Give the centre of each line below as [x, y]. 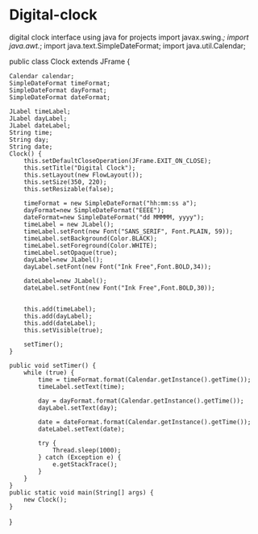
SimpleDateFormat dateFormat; [60, 97]
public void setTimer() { [52, 365]
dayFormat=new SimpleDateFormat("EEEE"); [94, 210]
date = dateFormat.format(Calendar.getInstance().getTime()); [145, 422]
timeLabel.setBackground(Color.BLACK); [91, 238]
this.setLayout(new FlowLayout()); [83, 175]
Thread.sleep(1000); [87, 450]
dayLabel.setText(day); [78, 408]
